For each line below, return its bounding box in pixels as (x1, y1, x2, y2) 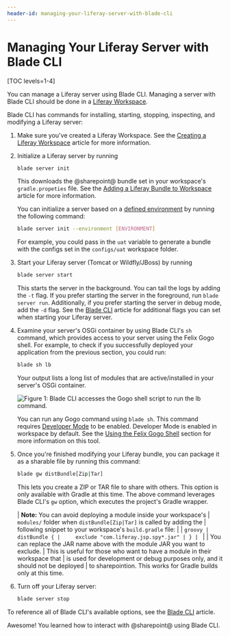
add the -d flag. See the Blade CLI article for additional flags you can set (16, 306, 221, 314)
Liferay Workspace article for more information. (16, 138, 151, 147)
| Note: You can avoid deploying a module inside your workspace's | (16, 511, 210, 519)
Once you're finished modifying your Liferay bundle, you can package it (16, 450, 220, 459)
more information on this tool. (16, 437, 101, 445)
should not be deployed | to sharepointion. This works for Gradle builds (16, 561, 218, 570)
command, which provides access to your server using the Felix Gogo (16, 333, 214, 342)
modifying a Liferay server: (7, 118, 84, 126)
